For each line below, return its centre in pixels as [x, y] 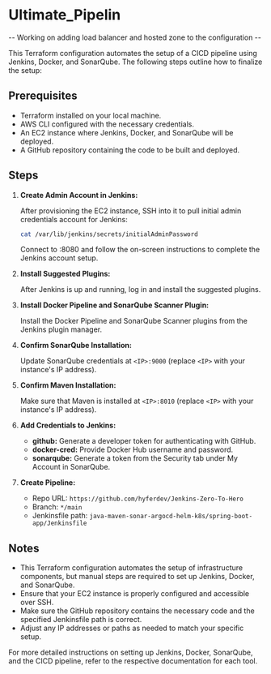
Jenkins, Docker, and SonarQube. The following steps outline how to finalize [135, 62]
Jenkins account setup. [59, 258]
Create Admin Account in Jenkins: [79, 195]
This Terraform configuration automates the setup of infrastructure [131, 568]
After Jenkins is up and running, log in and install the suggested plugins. [140, 290]
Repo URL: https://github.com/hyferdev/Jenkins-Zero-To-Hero [138, 498]
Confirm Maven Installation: [68, 385]
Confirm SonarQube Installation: [76, 346]
